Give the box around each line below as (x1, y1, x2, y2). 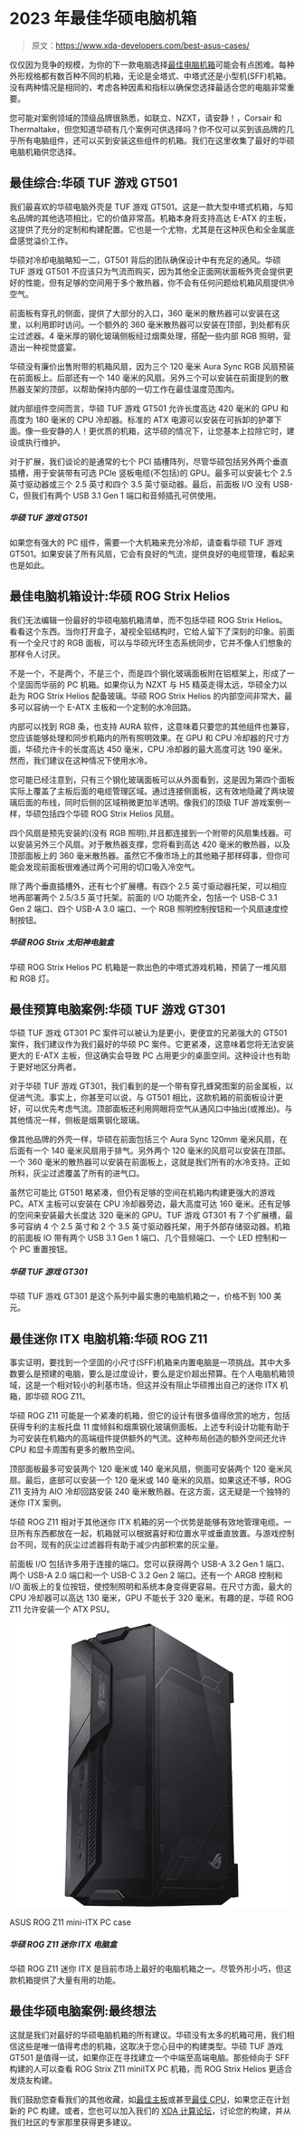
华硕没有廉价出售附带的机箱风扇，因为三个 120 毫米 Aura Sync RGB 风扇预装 (9, 361, 295, 371)
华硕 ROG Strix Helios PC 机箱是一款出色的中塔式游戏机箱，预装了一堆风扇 (9, 961, 288, 972)
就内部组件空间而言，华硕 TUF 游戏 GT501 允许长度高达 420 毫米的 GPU (9, 402, 279, 413)
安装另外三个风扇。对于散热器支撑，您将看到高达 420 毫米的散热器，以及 (16, 839, 291, 850)
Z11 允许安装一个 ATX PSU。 (9, 1604, 115, 1615)
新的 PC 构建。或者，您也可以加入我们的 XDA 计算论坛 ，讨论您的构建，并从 (9, 2105, 291, 2116)
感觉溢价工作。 (16, 235, 73, 245)
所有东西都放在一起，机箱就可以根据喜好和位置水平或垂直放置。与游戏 (16, 1528, 279, 1539)
